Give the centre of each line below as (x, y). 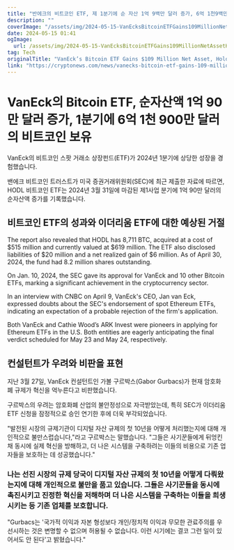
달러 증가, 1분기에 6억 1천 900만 (108, 120)
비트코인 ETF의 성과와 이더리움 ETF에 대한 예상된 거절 (116, 223)
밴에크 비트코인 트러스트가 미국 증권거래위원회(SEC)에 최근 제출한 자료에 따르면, (116, 181)
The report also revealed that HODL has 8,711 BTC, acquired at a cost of (110, 240)
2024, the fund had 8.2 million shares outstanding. (79, 262)
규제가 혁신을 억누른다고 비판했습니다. (65, 390)
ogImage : (20, 40)
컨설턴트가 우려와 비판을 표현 (65, 363)
